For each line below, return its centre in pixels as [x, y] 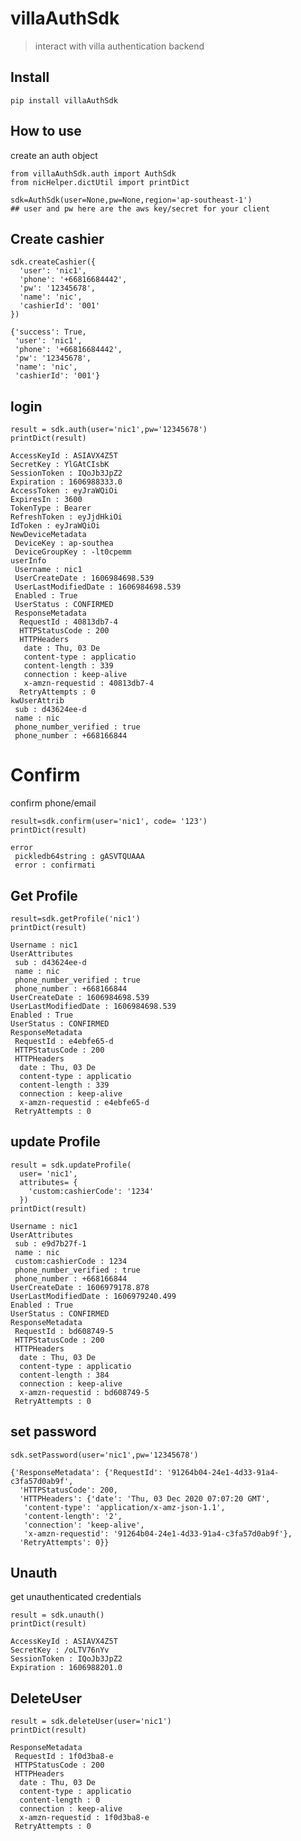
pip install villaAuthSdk [64, 100]
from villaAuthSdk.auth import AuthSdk [93, 173]
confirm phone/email [53, 803]
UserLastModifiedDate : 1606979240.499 [93, 1296]
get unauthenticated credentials [76, 1597]
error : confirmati [55, 865]
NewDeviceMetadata [48, 535]
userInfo [28, 561]
